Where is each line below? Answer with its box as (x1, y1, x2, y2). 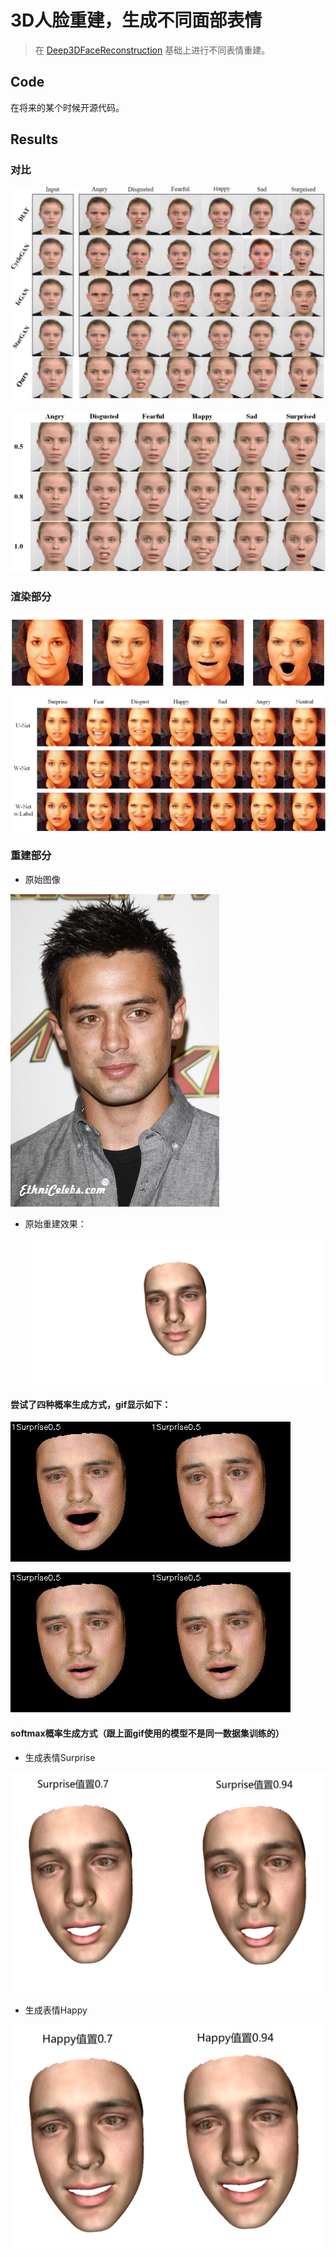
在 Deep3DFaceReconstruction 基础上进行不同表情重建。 (34, 44, 271, 56)
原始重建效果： (24, 1217, 87, 1230)
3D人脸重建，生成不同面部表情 (10, 9, 263, 32)
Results (10, 131, 59, 148)
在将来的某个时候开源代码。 (10, 101, 125, 113)
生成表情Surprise (24, 1751, 96, 1763)
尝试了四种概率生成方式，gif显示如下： (10, 1398, 172, 1410)
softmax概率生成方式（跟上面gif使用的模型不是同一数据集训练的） (10, 1727, 285, 1740)
